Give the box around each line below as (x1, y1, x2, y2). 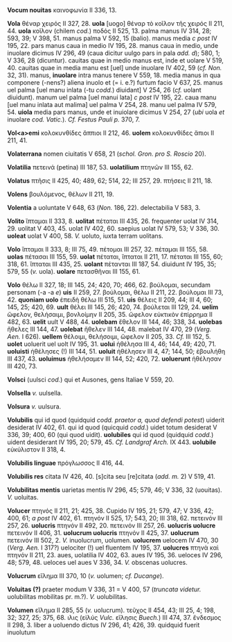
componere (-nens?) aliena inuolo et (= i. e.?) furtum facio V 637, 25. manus (7, 79, 223, 86)
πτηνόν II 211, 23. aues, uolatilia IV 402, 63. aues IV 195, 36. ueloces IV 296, (7, 551, 223, 559)
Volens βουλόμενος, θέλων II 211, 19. (7, 190, 114, 198)
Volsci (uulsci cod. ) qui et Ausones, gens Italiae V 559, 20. (7, 375, 175, 384)
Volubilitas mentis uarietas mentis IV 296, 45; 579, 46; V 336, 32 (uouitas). (7, 486, 223, 494)
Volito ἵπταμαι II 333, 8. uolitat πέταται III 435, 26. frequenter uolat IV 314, (7, 217, 219, 225)
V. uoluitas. (7, 493, 39, 501)
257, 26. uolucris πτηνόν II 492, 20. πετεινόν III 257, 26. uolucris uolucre (7, 521, 216, 529)
